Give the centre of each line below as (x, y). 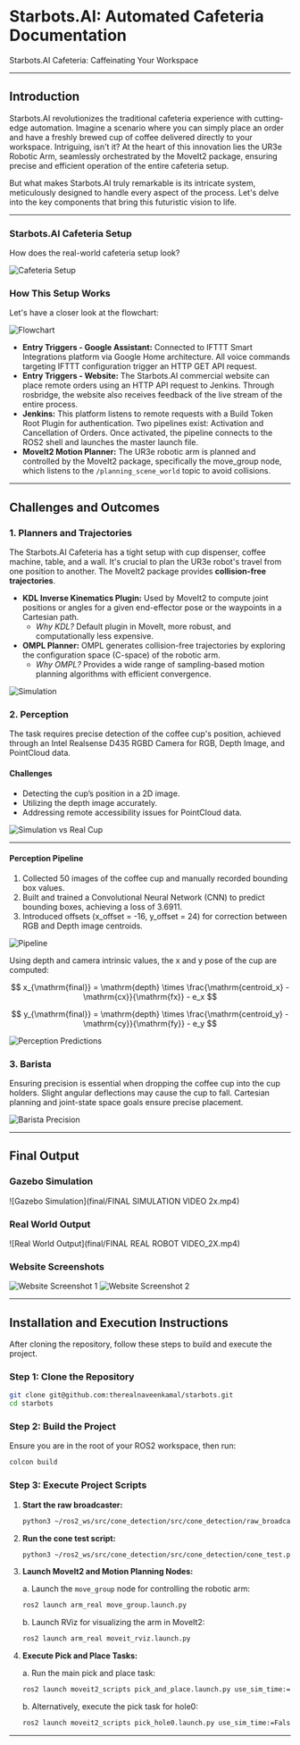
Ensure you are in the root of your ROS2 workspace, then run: (123, 1446)
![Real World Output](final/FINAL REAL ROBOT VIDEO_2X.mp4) (125, 1244)
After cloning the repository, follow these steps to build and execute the (141, 1344)
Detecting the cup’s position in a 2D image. (101, 793)
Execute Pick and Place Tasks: (80, 1656)
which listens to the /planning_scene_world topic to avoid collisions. (146, 471)
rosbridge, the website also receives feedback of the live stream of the (152, 395)
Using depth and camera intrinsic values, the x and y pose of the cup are (143, 960)
